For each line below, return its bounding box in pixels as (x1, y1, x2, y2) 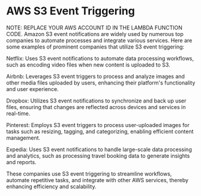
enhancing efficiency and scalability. (6, 183, 97, 190)
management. (6, 134, 41, 141)
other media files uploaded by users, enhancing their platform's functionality (6, 79, 196, 86)
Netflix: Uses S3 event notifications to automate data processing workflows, (6, 55, 194, 62)
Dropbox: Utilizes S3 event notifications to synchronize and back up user (6, 97, 187, 104)
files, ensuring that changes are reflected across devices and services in (6, 103, 186, 110)
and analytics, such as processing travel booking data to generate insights (6, 152, 190, 159)
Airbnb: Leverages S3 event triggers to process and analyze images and (6, 73, 185, 80)
